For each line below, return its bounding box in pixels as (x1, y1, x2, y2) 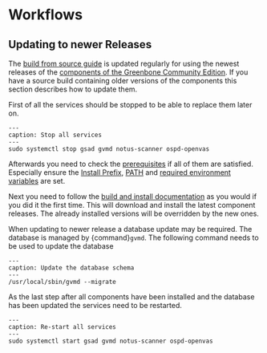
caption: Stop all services (8, 131, 103, 139)
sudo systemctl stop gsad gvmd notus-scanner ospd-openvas (8, 145, 210, 153)
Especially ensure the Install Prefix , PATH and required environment (8, 168, 231, 177)
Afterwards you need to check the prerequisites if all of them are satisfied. (8, 159, 254, 168)
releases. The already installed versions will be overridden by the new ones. (8, 209, 259, 218)
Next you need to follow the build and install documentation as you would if (8, 192, 257, 201)
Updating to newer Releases (8, 38, 152, 51)
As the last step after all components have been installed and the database (8, 292, 255, 302)
